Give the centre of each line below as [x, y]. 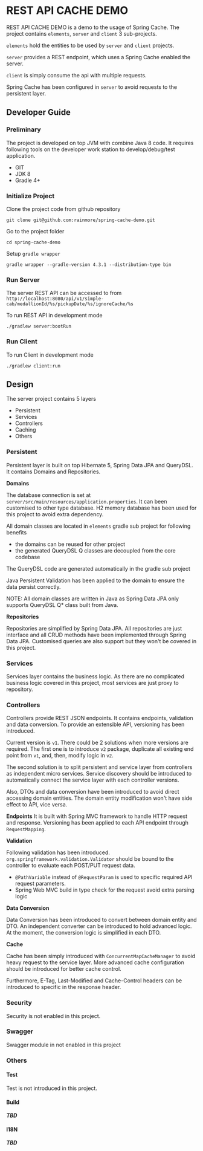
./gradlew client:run [34, 366]
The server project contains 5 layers [51, 399]
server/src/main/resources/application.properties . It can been [87, 501]
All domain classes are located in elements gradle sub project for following [98, 526]
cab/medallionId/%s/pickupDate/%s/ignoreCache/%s [70, 304]
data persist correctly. [34, 586]
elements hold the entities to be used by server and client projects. [90, 45]
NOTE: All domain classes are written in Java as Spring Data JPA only [93, 598]
